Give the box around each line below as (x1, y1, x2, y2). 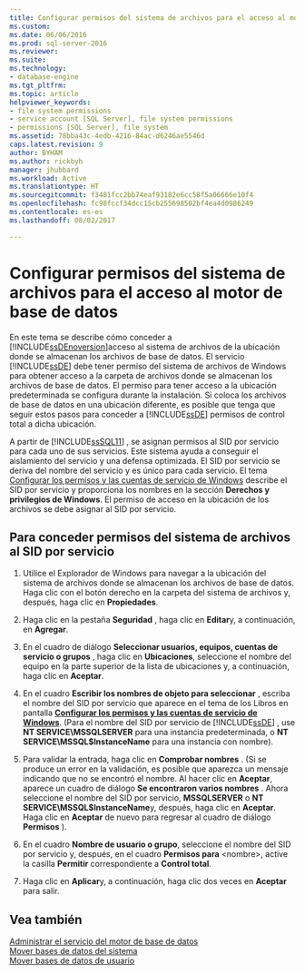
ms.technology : (9, 64, 67, 74)
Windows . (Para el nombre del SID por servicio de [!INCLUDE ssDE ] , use (22, 717, 296, 728)
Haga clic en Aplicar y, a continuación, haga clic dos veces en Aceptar (22, 876, 288, 887)
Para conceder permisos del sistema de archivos (9, 529, 290, 545)
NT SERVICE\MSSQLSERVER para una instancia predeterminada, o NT (22, 727, 289, 738)
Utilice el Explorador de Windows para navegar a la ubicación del (22, 568, 267, 579)
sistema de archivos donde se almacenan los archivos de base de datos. (22, 577, 295, 588)
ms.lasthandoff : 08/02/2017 (9, 215, 116, 225)
